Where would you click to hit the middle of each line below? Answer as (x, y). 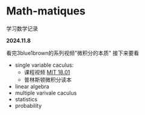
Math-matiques (46, 11)
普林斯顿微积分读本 (48, 79)
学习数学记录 (22, 28)
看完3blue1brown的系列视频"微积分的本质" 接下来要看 (73, 53)
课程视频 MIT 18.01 (47, 72)
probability (28, 105)
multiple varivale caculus (46, 93)
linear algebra (32, 86)
